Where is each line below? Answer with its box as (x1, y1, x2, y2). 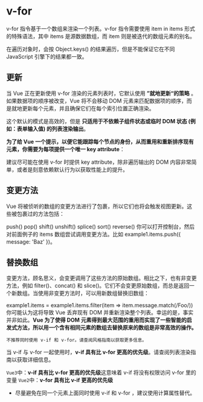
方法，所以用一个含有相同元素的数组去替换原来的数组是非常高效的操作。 (16, 324, 197, 331)
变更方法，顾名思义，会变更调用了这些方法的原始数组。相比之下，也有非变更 (6, 274, 197, 282)
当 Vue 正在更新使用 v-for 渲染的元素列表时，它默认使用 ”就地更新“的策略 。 (6, 89, 196, 97)
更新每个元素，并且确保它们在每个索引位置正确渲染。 (22, 105, 155, 112)
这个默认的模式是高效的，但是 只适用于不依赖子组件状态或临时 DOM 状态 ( (6, 117, 191, 125)
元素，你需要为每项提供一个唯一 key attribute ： (6, 145, 125, 152)
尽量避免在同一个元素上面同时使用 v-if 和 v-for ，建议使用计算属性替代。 (14, 389, 196, 397)
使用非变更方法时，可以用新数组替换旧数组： (37, 290, 149, 297)
